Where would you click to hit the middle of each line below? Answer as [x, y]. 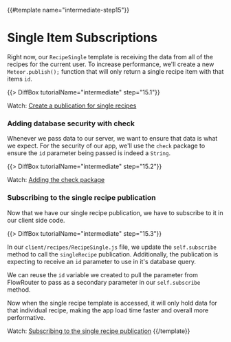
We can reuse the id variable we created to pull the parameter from [102, 274]
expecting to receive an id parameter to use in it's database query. [101, 261]
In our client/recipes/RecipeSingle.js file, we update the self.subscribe [112, 247]
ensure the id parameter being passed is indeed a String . [89, 153]
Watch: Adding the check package [56, 180]
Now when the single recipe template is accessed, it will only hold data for [112, 303]
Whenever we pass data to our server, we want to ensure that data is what [112, 139]
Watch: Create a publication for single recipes [72, 105]
